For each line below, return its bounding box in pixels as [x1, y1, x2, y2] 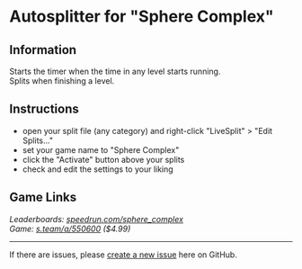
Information [9, 42, 77, 58]
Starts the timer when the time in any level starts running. [9, 66, 221, 76]
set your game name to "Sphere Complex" [22, 144, 180, 155]
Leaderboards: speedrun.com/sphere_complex [9, 213, 184, 224]
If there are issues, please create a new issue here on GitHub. [9, 249, 238, 260]
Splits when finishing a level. [9, 76, 115, 86]
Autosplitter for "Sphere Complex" [9, 6, 274, 27]
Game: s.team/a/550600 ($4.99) [9, 223, 131, 234]
